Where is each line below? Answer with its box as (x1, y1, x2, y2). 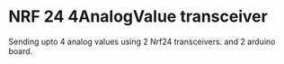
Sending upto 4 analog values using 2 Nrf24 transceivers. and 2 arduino (8, 36, 276, 47)
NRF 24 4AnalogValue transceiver (8, 6, 269, 27)
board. (8, 45, 33, 56)
